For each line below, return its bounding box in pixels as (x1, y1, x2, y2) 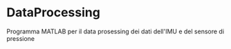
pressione (6, 34, 35, 42)
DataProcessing (6, 5, 101, 20)
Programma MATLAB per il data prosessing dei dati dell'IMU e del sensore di (6, 27, 225, 35)
